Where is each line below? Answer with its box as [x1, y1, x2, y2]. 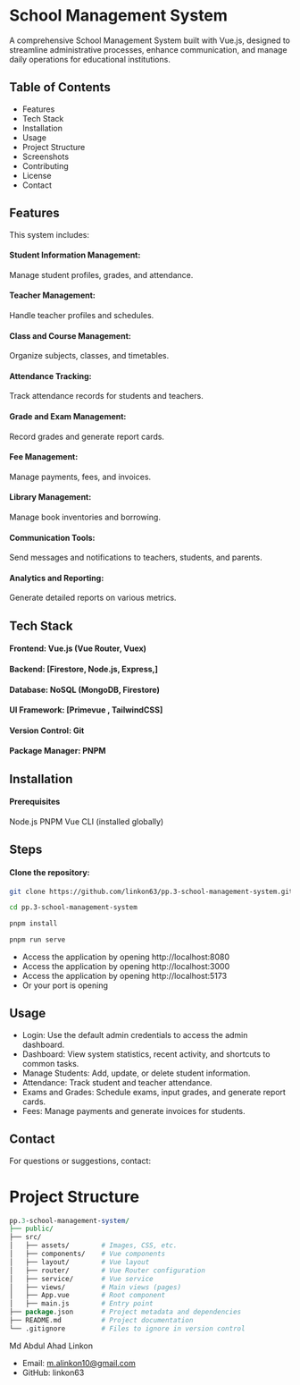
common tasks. [21, 1058, 79, 1068]
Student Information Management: [9, 249, 141, 260]
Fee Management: [9, 452, 79, 462]
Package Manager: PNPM [9, 746, 106, 756]
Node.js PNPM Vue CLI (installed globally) [9, 815, 164, 827]
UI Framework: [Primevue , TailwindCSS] [9, 705, 163, 715]
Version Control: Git [9, 725, 85, 736]
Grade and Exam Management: [9, 410, 127, 421]
